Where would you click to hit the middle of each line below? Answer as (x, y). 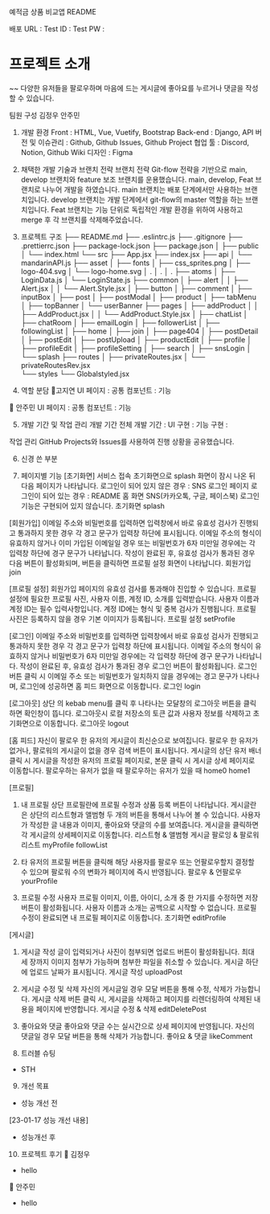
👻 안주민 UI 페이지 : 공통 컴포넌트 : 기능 (70, 407)
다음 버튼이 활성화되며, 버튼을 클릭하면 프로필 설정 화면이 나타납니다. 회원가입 (130, 563)
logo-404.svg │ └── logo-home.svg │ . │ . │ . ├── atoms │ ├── (128, 271)
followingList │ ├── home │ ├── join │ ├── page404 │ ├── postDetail (139, 331)
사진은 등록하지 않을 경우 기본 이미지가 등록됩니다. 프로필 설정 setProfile (122, 619)
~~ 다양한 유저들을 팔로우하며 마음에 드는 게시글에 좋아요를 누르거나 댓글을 (127, 88)
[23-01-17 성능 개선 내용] (49, 1120)
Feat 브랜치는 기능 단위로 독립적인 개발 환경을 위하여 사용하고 (147, 209)
